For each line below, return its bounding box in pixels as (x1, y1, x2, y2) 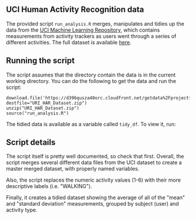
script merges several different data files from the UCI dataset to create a (6, 159, 182, 166)
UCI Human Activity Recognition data (6, 5, 144, 15)
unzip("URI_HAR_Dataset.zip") (6, 105, 80, 111)
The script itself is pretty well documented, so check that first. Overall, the (6, 153, 184, 160)
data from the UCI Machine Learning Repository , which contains (6, 26, 160, 33)
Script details (6, 137, 56, 148)
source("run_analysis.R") (6, 110, 69, 116)
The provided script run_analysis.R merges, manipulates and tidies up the (6, 20, 185, 27)
